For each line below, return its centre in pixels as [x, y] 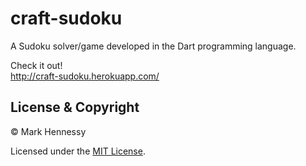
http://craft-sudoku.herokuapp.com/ [85, 76]
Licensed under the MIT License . [78, 151]
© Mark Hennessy [48, 131]
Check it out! [36, 65]
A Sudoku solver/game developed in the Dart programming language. [153, 46]
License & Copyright [75, 107]
